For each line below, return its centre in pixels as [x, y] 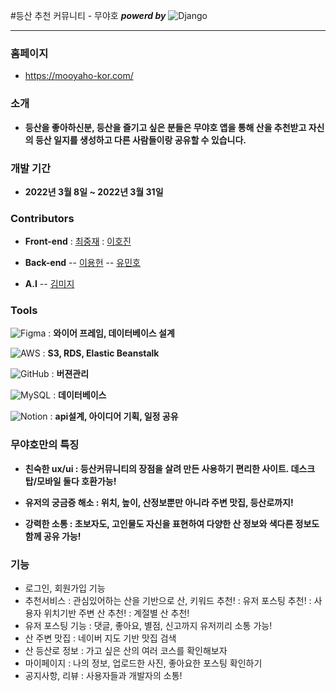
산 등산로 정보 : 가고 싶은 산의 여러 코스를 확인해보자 [126, 651]
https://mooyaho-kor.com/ [79, 76]
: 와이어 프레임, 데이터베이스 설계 [111, 333]
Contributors [42, 218]
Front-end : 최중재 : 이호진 [78, 241]
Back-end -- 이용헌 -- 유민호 [82, 263]
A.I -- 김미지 [49, 284]
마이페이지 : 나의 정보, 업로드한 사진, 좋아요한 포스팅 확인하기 [143, 663]
